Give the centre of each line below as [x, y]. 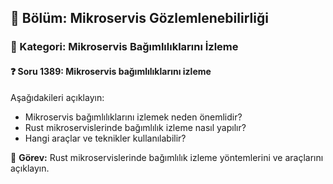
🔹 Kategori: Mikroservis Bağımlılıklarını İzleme [124, 47]
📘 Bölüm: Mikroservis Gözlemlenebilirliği [139, 18]
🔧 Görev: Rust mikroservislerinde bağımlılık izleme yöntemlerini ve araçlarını [167, 157]
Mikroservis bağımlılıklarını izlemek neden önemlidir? [133, 117]
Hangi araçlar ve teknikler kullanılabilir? [105, 138]
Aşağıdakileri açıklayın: [57, 97]
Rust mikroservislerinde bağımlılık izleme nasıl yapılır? [135, 127]
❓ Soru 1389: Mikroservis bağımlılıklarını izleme [111, 71]
